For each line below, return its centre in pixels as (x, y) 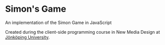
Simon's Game (36, 9)
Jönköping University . (27, 37)
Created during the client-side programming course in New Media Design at (82, 32)
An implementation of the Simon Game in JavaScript (58, 22)
